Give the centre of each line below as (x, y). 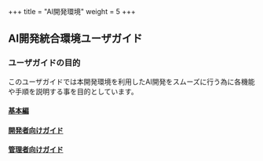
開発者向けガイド (36, 130)
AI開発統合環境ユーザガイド (75, 39)
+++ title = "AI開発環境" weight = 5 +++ (72, 11)
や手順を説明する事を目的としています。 (73, 91)
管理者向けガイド (36, 150)
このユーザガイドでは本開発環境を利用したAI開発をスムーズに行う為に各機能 (131, 82)
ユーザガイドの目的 (44, 63)
